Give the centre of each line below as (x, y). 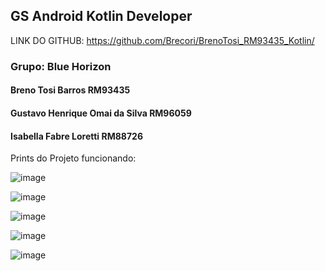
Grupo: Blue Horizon (61, 66)
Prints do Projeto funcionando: (73, 158)
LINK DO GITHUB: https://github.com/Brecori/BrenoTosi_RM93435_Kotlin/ (162, 40)
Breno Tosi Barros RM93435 (70, 90)
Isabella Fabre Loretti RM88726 (76, 136)
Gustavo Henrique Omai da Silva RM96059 (101, 113)
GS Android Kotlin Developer (101, 16)
